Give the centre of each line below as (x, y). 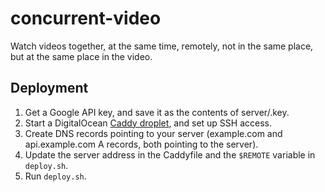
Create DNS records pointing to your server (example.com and (153, 133)
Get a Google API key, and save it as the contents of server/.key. (157, 112)
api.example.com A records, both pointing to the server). (141, 144)
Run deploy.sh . (55, 176)
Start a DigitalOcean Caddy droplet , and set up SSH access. (148, 123)
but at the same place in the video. (81, 56)
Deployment (49, 88)
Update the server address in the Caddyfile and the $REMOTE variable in (170, 154)
